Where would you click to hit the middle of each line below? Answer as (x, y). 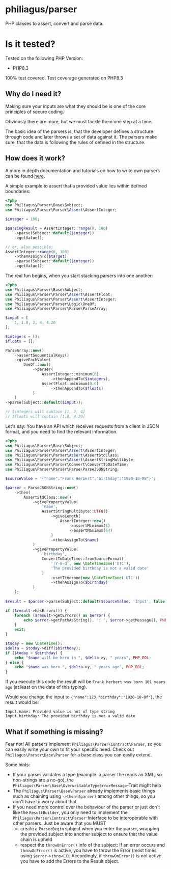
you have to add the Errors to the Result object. (70, 861)
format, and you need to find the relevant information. (62, 431)
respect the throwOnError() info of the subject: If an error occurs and (93, 845)
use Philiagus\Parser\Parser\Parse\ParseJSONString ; (62, 470)
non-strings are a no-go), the (43, 780)
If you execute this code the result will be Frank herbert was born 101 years (85, 682)
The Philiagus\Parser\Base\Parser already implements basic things (84, 791)
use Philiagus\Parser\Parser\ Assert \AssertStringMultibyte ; (70, 460)
